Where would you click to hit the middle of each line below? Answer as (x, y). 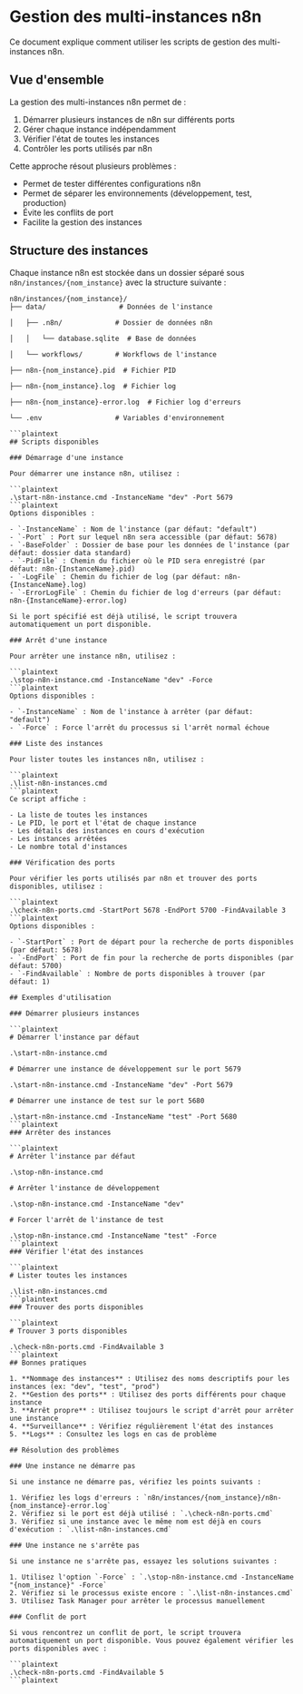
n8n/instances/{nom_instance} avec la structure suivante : (118, 282)
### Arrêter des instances (60, 1132)
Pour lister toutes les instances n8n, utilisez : (107, 759)
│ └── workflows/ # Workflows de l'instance (113, 354)
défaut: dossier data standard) (70, 553)
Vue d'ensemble (57, 80)
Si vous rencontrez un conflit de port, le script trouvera (126, 1632)
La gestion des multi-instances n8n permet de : (98, 102)
